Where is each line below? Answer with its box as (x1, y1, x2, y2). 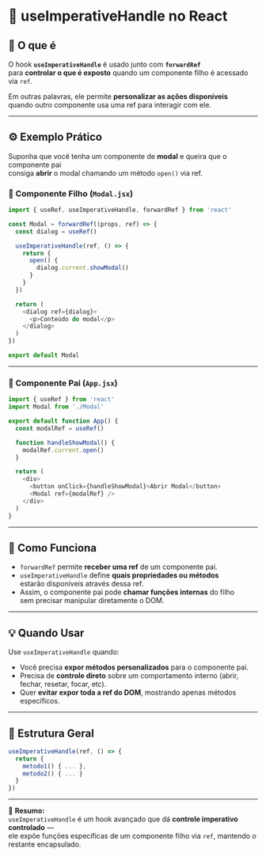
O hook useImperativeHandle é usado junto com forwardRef (8, 59, 201, 69)
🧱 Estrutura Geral (8, 726, 95, 740)
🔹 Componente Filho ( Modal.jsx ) (8, 188, 133, 199)
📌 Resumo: (8, 806, 45, 816)
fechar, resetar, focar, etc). (19, 680, 107, 689)
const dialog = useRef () (15, 227, 97, 236)
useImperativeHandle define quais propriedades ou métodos (19, 571, 219, 580)
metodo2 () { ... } (22, 769, 83, 778)
